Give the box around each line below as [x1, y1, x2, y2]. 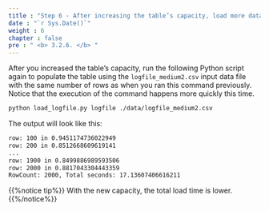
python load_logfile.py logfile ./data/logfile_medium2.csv [8, 105, 214, 113]
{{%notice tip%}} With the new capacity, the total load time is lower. [8, 185, 233, 196]
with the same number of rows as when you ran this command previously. [8, 81, 252, 90]
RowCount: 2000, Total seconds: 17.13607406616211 [8, 171, 181, 180]
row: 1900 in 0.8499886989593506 [8, 157, 120, 165]
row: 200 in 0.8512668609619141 [8, 141, 116, 149]
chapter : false [8, 34, 62, 42]
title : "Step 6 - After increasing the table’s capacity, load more [8, 11, 246, 20]
